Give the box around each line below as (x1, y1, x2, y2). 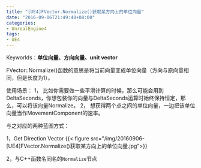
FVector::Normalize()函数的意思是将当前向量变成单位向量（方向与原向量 (6, 67, 184, 74)
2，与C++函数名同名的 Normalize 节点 (6, 155, 97, 162)
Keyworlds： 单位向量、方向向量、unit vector (6, 54, 118, 61)
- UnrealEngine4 (6, 25, 47, 32)
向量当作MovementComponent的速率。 (6, 109, 104, 116)
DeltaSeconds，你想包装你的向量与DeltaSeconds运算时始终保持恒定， (6, 94, 181, 101)
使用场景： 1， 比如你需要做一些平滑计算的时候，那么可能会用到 (6, 87, 164, 94)
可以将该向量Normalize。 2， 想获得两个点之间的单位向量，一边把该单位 (16, 102, 196, 109)
